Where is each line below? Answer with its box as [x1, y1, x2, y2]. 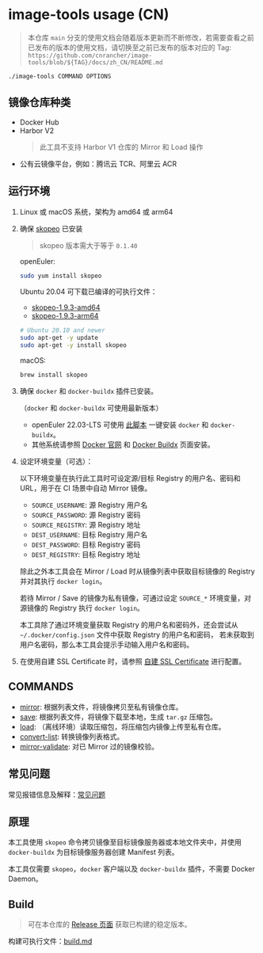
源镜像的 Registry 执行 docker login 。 [19, 603, 144, 612]
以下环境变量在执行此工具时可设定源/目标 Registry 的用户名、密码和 [19, 473, 241, 482]
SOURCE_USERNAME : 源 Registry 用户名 [31, 500, 148, 509]
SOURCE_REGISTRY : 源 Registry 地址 [31, 520, 141, 529]
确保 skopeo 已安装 [19, 223, 83, 233]
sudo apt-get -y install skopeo [19, 341, 127, 349]
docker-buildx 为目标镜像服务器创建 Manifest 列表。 [8, 848, 179, 857]
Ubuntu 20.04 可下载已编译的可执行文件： [19, 287, 158, 296]
